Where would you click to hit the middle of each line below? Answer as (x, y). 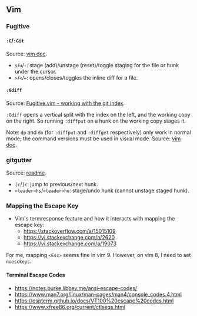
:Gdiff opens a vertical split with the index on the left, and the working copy (98, 114)
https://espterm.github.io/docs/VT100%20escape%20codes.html (94, 301)
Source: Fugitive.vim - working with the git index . (66, 103)
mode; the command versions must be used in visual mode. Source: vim (94, 139)
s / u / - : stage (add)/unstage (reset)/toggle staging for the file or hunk (97, 65)
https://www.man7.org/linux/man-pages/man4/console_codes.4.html (98, 294)
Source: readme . (26, 173)
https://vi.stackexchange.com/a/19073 (70, 243)
